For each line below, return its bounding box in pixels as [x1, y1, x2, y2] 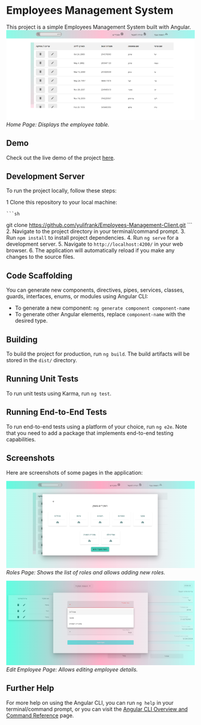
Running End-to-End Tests [6, 407, 108, 417]
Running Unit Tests [6, 374, 79, 384]
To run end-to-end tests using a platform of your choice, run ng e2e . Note [6, 423, 187, 430]
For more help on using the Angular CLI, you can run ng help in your [6, 699, 174, 706]
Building [6, 334, 38, 344]
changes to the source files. [6, 253, 75, 261]
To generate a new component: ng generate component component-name [14, 304, 190, 311]
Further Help [6, 683, 54, 693]
